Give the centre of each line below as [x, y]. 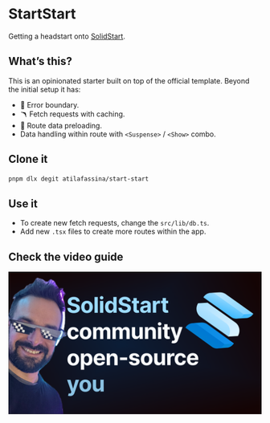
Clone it [28, 159]
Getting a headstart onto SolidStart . [67, 36]
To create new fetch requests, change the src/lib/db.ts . [115, 223]
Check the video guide [66, 256]
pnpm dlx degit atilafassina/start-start [79, 179]
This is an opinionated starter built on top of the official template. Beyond [129, 80]
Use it [23, 203]
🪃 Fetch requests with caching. [72, 114]
